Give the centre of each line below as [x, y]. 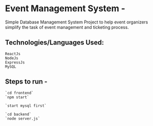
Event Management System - [65, 9]
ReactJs [13, 54]
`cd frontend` [19, 93]
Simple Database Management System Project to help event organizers [76, 22]
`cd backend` [18, 114]
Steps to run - [26, 82]
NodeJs [12, 58]
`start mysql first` [26, 105]
